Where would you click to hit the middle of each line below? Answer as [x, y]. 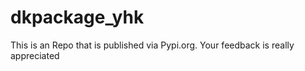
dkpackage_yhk [77, 17]
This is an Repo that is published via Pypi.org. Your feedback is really [152, 45]
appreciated [35, 55]
